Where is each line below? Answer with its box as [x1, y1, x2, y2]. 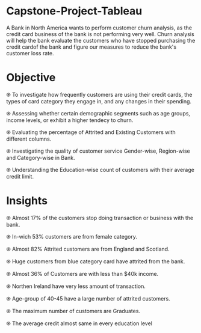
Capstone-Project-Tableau [6, 4, 143, 18]
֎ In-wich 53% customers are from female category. [6, 233, 137, 240]
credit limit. [6, 173, 34, 180]
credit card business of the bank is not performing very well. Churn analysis [6, 30, 194, 37]
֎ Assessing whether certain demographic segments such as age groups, [6, 109, 191, 117]
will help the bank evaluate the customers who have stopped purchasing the [6, 37, 196, 44]
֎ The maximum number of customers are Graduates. [6, 307, 140, 314]
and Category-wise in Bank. [6, 154, 75, 161]
